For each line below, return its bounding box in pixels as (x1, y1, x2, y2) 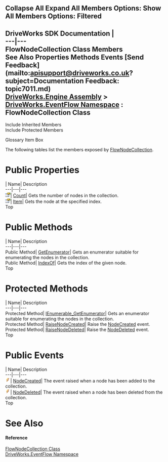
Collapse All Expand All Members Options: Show (5, 4, 161, 13)
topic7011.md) (5, 85, 51, 93)
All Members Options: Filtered (5, 12, 102, 21)
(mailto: (5, 68, 30, 77)
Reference (5, 435, 28, 441)
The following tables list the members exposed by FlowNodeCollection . (5, 147, 154, 153)
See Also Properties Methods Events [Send (5, 53, 144, 61)
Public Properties (5, 164, 80, 176)
